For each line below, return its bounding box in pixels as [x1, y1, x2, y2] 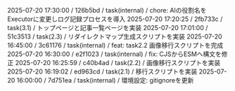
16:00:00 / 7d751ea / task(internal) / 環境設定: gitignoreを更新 [16, 76, 194, 84]
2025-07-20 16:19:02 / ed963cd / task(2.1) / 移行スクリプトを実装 [7, 67, 198, 76]
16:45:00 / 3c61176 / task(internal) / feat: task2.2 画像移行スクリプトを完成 [7, 41, 224, 49]
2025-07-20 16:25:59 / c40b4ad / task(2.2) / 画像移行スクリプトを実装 [15, 59, 221, 66]
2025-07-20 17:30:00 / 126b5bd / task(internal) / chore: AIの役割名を [7, 6, 207, 14]
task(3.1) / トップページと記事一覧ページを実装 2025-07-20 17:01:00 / [7, 24, 208, 31]
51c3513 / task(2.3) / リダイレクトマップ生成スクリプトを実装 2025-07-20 [7, 32, 223, 41]
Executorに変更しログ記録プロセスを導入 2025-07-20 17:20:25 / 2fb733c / [7, 15, 223, 23]
